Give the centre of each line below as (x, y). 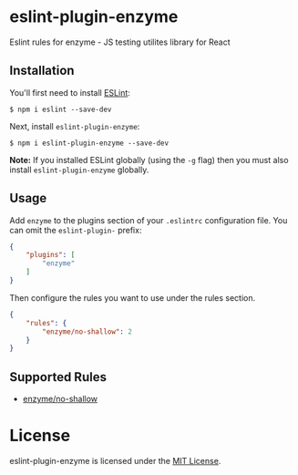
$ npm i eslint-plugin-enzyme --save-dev (89, 143)
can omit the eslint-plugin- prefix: (76, 230)
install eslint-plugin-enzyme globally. (79, 170)
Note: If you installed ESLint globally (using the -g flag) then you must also (149, 160)
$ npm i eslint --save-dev (61, 109)
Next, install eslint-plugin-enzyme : (75, 126)
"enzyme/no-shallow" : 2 (87, 331)
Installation (42, 71)
